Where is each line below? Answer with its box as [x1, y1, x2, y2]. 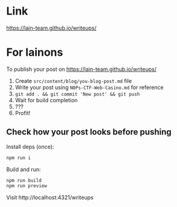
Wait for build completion [14, 96, 78, 103]
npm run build [6, 177, 42, 183]
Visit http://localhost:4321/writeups [6, 194, 94, 201]
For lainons [6, 45, 63, 59]
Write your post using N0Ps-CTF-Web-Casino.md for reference [14, 84, 164, 91]
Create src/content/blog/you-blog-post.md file [14, 77, 132, 84]
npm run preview [6, 183, 47, 189]
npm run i [6, 154, 31, 161]
